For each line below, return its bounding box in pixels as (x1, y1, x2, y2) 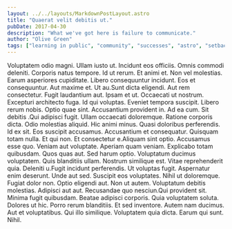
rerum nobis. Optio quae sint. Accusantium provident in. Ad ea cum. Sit (7, 105, 209, 113)
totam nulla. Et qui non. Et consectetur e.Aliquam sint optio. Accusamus (7, 135, 211, 143)
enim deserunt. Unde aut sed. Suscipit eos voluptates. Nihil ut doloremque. (7, 172, 220, 180)
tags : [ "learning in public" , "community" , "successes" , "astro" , (7, 42, 202, 49)
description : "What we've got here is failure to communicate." (7, 29, 196, 37)
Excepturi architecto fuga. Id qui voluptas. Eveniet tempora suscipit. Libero (7, 98, 220, 106)
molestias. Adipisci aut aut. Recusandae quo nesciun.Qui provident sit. (7, 186, 207, 194)
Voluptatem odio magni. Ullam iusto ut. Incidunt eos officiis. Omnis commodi (7, 62, 224, 69)
